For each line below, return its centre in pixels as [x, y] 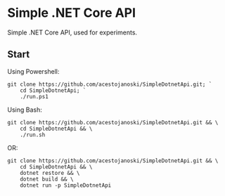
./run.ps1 [34, 96]
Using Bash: [25, 110]
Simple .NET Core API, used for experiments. [72, 32]
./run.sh [33, 135]
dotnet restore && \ [50, 173]
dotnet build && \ [47, 179]
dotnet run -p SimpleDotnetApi [66, 185]
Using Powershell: [33, 71]
